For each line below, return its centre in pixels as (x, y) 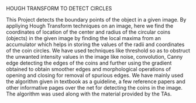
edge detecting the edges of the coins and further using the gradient (89, 63)
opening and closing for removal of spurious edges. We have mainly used (95, 75)
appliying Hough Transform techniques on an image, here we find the (90, 26)
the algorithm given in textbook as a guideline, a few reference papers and (96, 81)
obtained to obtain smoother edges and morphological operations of (89, 69)
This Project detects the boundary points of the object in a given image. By (96, 19)
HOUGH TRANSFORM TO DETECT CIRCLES (59, 8)
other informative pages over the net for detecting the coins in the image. (94, 88)
